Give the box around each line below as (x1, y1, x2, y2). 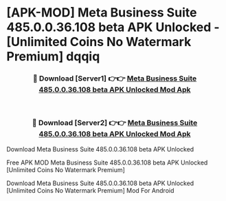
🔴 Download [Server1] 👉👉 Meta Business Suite (32, 74, 197, 83)
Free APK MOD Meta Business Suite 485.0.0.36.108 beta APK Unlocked (6, 158, 208, 167)
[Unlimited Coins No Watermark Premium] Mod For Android (6, 186, 174, 194)
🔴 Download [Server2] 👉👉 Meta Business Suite (32, 118, 198, 128)
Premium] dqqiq (6, 49, 100, 65)
